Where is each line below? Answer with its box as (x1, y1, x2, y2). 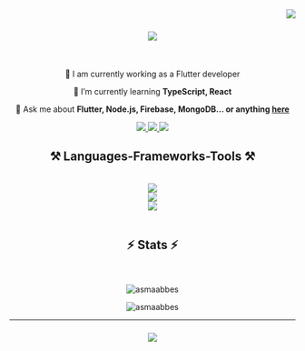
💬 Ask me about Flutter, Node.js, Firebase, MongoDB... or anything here (15, 104, 290, 115)
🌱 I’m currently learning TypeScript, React (73, 85, 232, 96)
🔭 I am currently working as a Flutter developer (64, 68, 241, 79)
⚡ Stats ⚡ (126, 237, 179, 253)
